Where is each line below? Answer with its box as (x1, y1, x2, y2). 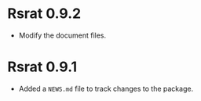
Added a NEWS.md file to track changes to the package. (18, 84, 194, 93)
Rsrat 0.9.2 (7, 5, 82, 23)
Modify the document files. (18, 31, 107, 40)
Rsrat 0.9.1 (7, 58, 78, 76)
